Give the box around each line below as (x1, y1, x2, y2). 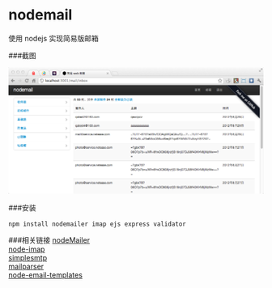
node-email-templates (8, 270, 83, 280)
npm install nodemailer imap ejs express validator (8, 220, 186, 228)
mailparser (8, 261, 45, 272)
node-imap (8, 244, 45, 254)
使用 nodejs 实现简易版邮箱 (8, 33, 100, 43)
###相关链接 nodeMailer (8, 235, 91, 245)
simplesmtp (8, 253, 47, 263)
